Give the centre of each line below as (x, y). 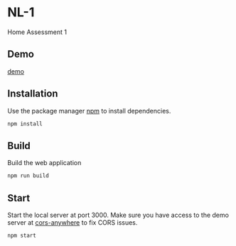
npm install (25, 124)
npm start (22, 235)
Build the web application (44, 163)
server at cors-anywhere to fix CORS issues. (73, 222)
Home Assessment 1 (37, 32)
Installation (33, 94)
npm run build (28, 176)
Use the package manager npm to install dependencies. (89, 111)
